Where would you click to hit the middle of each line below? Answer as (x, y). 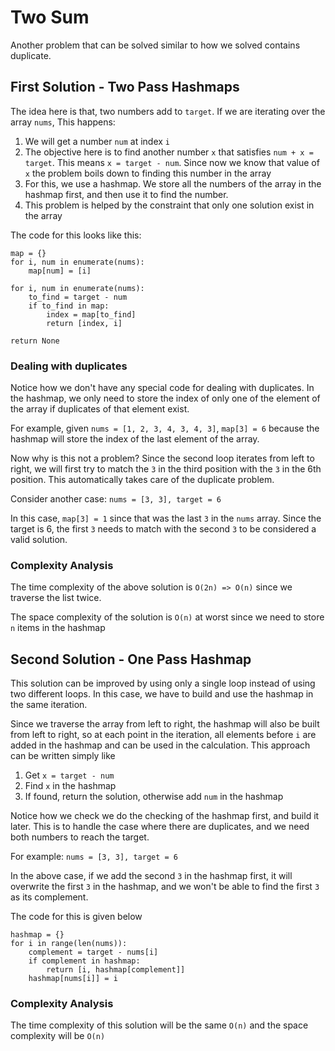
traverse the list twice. (56, 598)
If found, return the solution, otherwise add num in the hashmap (154, 797)
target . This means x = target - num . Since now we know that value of (172, 162)
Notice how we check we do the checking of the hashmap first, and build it (165, 816)
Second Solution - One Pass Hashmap (131, 659)
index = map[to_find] (91, 314)
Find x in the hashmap (70, 786)
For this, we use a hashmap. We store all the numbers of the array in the (173, 183)
